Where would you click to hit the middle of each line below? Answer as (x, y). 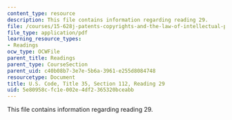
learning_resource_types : (44, 39)
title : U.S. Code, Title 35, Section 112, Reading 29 (86, 84)
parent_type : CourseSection (48, 64)
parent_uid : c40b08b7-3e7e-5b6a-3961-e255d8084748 (81, 71)
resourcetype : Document (41, 77)
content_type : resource (41, 13)
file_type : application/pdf (48, 33)
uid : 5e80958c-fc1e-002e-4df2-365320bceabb (71, 90)
